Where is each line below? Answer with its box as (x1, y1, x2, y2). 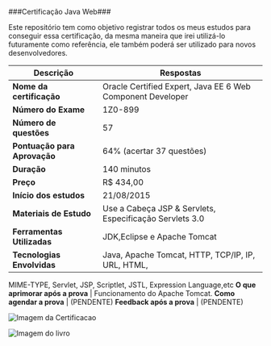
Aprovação (12, 151, 56, 161)
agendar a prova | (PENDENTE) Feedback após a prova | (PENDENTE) (8, 298, 244, 306)
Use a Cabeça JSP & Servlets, (102, 203, 216, 214)
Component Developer (102, 91, 189, 102)
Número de (12, 117, 56, 128)
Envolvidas (12, 260, 56, 270)
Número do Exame (12, 104, 85, 115)
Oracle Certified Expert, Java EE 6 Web (102, 81, 252, 92)
